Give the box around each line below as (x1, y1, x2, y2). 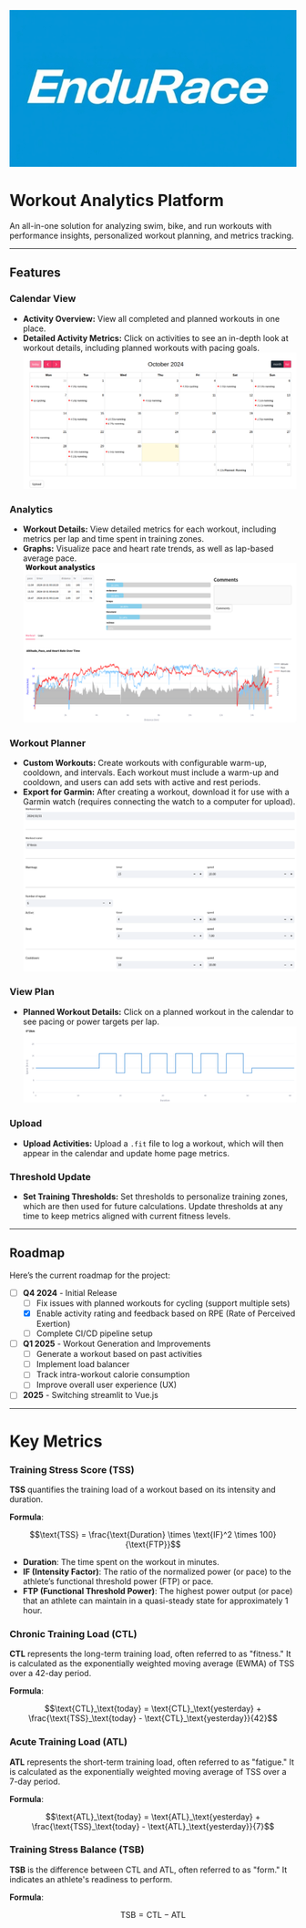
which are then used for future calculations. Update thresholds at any (22, 1201, 283, 1212)
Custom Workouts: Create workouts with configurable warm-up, (22, 758, 267, 769)
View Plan (9, 986, 55, 999)
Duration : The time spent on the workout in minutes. (22, 1556, 220, 1567)
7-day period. (9, 1776, 61, 1787)
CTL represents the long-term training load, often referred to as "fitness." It (9, 1648, 291, 1660)
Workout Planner (9, 736, 87, 749)
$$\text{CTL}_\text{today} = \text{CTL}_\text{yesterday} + (44, 1703, 262, 1715)
